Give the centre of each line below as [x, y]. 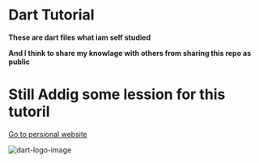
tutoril [29, 112]
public [19, 62]
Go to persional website [48, 134]
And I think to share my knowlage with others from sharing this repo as [130, 53]
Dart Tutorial [51, 15]
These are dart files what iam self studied [80, 37]
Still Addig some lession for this [117, 94]
